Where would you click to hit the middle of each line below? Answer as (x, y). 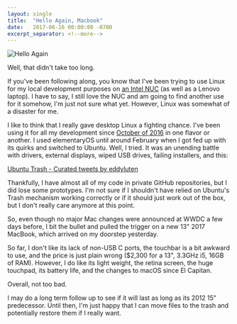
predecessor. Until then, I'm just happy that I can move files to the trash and (118, 306)
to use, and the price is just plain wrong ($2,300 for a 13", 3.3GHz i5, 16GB (116, 255)
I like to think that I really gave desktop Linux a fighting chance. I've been (114, 125)
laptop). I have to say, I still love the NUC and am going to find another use (116, 96)
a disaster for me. (33, 111)
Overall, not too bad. (37, 284)
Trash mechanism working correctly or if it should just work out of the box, (116, 198)
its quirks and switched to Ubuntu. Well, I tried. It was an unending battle (114, 148)
